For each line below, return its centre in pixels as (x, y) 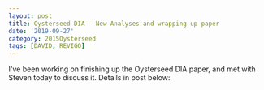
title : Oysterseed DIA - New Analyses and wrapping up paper (114, 24)
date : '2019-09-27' (41, 31)
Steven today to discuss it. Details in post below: (89, 78)
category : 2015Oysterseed (52, 39)
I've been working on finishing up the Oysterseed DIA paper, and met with (132, 69)
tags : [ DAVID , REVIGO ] (47, 46)
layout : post (30, 16)
